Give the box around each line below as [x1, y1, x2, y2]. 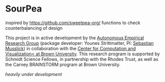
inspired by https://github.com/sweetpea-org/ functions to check [5, 20, 141, 26]
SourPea [5, 3, 42, 15]
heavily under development [5, 71, 62, 77]
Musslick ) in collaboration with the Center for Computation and [5, 45, 136, 51]
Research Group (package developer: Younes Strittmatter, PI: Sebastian [5, 40, 154, 46]
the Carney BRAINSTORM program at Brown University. [5, 61, 121, 67]
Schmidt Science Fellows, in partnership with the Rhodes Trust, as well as [5, 56, 158, 62]
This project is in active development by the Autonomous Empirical [5, 35, 144, 41]
